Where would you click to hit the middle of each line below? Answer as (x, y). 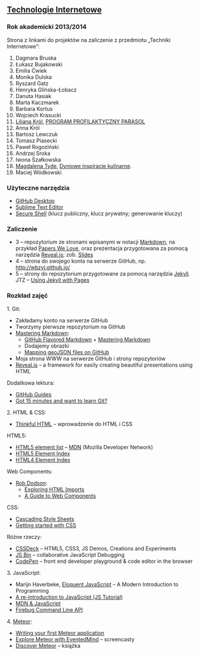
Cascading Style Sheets (45, 519)
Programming (32, 590)
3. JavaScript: (24, 572)
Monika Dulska (34, 77)
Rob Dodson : (31, 483)
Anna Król (28, 127)
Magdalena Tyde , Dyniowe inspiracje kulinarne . (73, 166)
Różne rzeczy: (24, 537)
